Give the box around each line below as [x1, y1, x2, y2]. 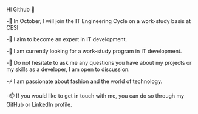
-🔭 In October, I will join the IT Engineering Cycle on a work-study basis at [6, 18, 191, 24]
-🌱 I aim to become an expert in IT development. [6, 36, 128, 42]
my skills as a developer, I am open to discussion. [6, 65, 130, 73]
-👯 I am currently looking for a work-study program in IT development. [6, 47, 182, 55]
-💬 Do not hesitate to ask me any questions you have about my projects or [6, 59, 192, 66]
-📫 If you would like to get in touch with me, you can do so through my [6, 92, 184, 99]
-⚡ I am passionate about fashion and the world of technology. [6, 78, 163, 85]
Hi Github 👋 [6, 6, 35, 13]
